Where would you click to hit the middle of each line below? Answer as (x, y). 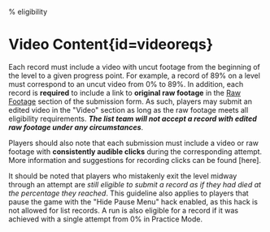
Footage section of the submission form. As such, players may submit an (131, 101)
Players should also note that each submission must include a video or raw (133, 143)
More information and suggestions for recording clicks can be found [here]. (135, 160)
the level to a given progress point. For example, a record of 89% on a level (134, 75)
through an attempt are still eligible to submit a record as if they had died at (135, 184)
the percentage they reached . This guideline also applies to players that (129, 193)
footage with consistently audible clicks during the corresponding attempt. (135, 151)
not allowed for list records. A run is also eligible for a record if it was (123, 210)
